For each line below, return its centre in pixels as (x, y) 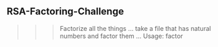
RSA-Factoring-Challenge (65, 12)
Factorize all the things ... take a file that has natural (135, 28)
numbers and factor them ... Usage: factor (121, 36)
